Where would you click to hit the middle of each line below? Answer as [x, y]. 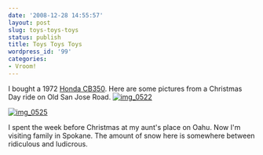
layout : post [29, 23]
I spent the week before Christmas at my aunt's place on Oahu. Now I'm [124, 127]
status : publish [35, 37]
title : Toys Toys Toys [45, 45]
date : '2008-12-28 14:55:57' [56, 15]
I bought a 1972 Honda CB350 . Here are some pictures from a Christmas [125, 88]
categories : [27, 59]
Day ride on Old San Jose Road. [60, 97]
